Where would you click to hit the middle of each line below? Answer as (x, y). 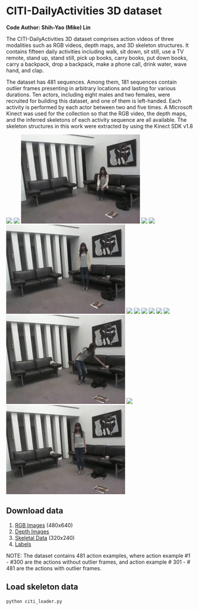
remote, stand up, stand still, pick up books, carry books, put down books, (97, 58)
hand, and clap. (25, 70)
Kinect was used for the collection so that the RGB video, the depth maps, (97, 113)
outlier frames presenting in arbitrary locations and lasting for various (91, 88)
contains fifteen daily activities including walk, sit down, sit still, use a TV (95, 51)
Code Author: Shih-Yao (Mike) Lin (48, 27)
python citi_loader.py (34, 601)
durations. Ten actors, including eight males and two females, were (88, 94)
